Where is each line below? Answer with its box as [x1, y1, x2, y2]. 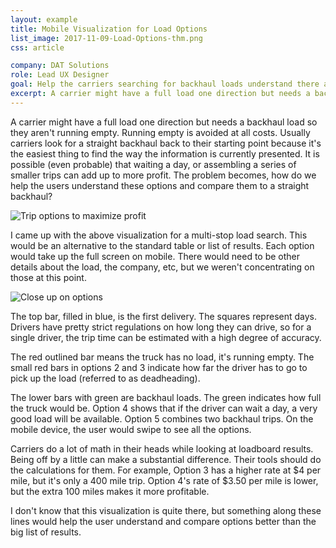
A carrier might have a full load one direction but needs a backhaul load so [10, 116, 318, 128]
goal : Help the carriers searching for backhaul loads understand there [10, 79, 320, 90]
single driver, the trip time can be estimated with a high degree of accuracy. [10, 331, 322, 343]
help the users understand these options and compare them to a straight [10, 179, 310, 191]
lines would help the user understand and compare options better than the [10, 515, 317, 527]
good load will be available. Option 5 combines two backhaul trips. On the [10, 412, 314, 425]
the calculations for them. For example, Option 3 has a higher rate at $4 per [10, 464, 322, 476]
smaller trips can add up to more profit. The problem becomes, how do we [10, 169, 317, 181]
